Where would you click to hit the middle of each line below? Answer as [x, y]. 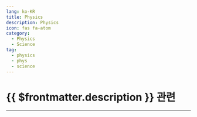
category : [18, 34]
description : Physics [33, 22]
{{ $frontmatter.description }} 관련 [91, 97]
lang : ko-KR [21, 11]
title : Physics [25, 17]
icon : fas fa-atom [28, 28]
